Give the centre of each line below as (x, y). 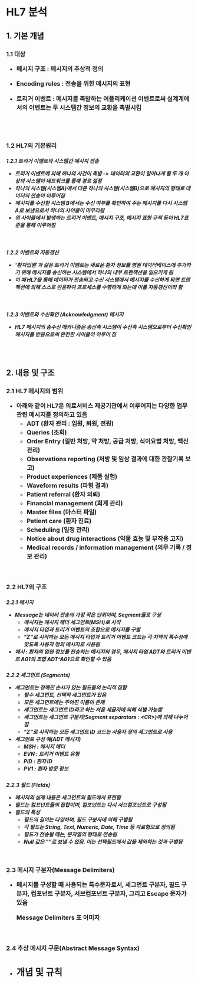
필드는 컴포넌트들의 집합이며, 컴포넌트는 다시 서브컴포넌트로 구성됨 (90, 805)
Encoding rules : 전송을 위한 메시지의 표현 (73, 84)
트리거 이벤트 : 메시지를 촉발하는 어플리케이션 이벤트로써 (91, 99)
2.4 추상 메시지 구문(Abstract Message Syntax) (73, 948)
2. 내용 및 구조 (30, 373)
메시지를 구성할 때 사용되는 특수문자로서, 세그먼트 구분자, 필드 (98, 885)
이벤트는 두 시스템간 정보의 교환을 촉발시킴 (85, 107)
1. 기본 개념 (25, 36)
